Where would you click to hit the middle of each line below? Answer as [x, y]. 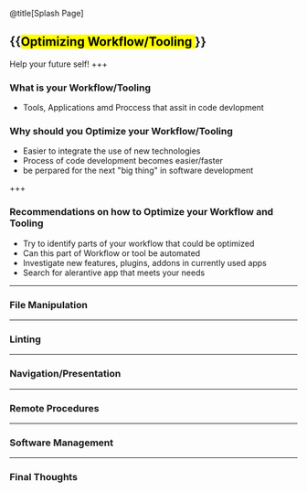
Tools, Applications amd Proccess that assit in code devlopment [143, 108]
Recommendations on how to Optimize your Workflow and [142, 212]
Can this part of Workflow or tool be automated [111, 253]
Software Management [62, 443]
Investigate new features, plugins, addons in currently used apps [144, 262]
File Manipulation [49, 305]
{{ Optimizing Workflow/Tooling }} [108, 42]
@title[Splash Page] [47, 13]
